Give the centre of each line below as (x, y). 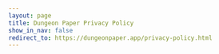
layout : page (30, 15)
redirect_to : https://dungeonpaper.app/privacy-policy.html (111, 38)
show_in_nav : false (41, 30)
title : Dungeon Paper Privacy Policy (71, 23)
